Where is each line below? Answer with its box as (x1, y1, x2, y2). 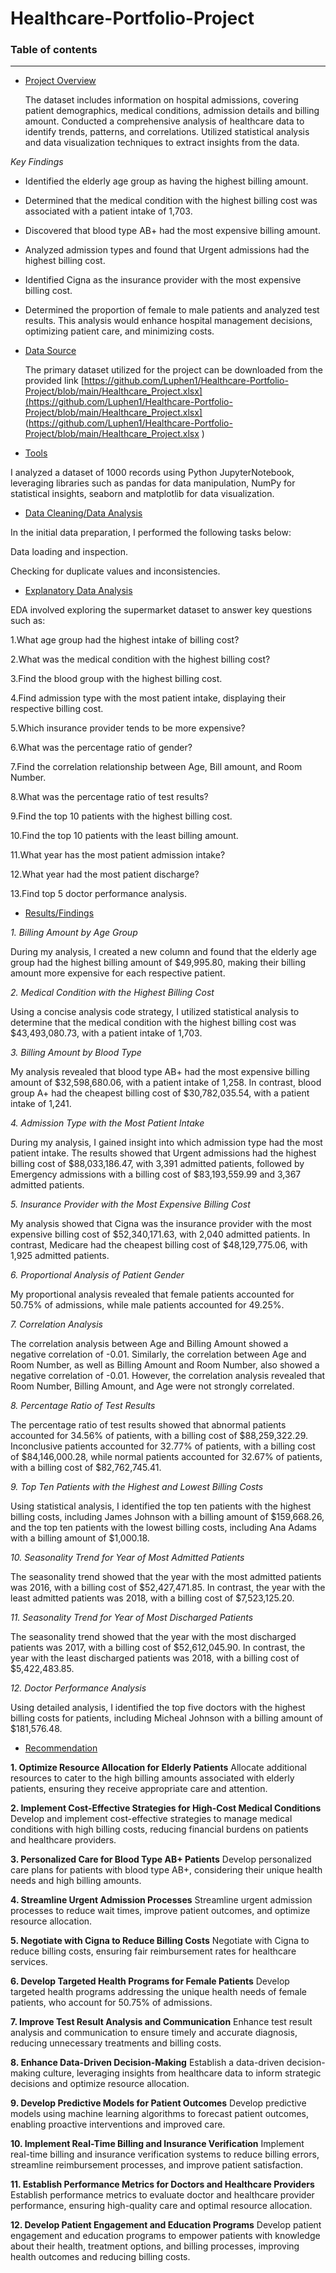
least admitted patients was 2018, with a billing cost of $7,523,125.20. (10, 1592, 295, 1604)
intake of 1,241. (10, 1098, 72, 1110)
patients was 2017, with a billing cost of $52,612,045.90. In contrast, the (10, 1642, 306, 1654)
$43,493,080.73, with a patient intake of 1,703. (10, 1027, 203, 1039)
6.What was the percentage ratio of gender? (10, 742, 193, 754)
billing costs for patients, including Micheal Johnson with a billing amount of (10, 1712, 323, 1724)
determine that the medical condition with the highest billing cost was (10, 1017, 297, 1029)
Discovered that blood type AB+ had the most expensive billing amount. (24, 225, 321, 237)
